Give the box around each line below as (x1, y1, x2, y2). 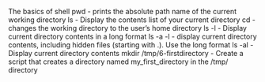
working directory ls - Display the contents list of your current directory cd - (8, 15, 256, 24)
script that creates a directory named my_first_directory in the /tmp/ (8, 57, 229, 66)
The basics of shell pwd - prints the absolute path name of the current (8, 7, 237, 16)
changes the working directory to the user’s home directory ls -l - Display (8, 24, 248, 32)
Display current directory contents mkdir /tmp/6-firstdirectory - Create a (8, 49, 244, 58)
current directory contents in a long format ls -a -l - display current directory (8, 32, 257, 41)
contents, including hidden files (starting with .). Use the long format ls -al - (8, 40, 254, 50)
